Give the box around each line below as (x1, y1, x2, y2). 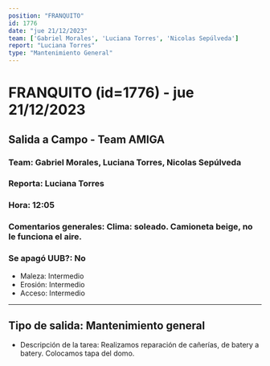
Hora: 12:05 (8, 200, 55, 211)
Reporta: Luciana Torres (8, 178, 104, 189)
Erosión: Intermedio (19, 279, 85, 289)
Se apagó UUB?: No (8, 253, 86, 264)
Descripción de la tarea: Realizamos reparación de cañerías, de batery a (19, 340, 260, 350)
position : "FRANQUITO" (8, 11, 84, 20)
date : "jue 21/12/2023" (8, 26, 88, 35)
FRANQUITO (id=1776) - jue (8, 83, 194, 102)
